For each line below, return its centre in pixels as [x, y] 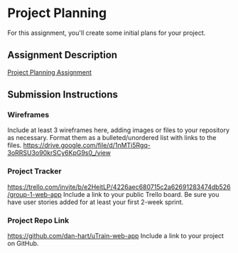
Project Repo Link [38, 220]
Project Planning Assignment [50, 72]
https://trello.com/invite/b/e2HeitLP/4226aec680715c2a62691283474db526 [119, 187]
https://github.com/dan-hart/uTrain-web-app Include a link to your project [115, 236]
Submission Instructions [63, 95]
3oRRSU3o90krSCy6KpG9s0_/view [59, 153]
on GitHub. [23, 244]
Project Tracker [34, 171]
